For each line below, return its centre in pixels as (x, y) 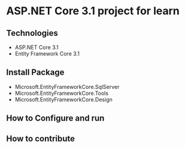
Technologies (32, 33)
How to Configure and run (55, 118)
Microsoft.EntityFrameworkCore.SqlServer (67, 87)
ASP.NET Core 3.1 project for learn (93, 11)
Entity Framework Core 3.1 (47, 54)
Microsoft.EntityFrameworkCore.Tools (62, 93)
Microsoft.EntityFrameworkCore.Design (63, 99)
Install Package (35, 73)
